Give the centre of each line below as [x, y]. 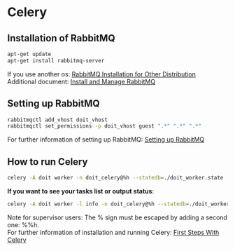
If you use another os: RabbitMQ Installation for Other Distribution [101, 74]
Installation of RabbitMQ [61, 38]
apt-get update [29, 54]
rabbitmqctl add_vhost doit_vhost [58, 120]
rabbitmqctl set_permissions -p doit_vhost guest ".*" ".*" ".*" [104, 126]
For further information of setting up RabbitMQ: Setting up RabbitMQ [106, 140]
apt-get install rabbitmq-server [56, 60]
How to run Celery [48, 162]
